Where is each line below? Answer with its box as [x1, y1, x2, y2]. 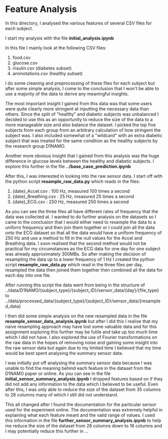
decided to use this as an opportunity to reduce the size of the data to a [5, 116, 153, 122]
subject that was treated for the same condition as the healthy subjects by [5, 138, 158, 144]
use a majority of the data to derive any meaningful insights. [5, 91, 129, 97]
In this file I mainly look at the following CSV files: [5, 45, 106, 51]
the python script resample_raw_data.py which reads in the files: [5, 178, 140, 184]
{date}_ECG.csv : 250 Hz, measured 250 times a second [12, 199, 129, 205]
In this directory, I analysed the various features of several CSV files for [5, 20, 152, 26]
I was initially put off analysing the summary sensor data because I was [5, 359, 152, 366]
